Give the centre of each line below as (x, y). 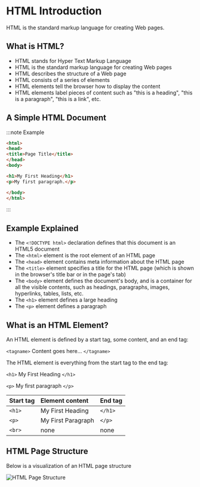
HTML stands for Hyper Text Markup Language (73, 60)
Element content (65, 401)
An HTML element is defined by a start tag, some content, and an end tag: (97, 340)
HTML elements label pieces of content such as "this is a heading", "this (104, 92)
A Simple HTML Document (56, 118)
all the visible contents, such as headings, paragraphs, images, (92, 287)
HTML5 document (37, 249)
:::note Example (25, 132)
